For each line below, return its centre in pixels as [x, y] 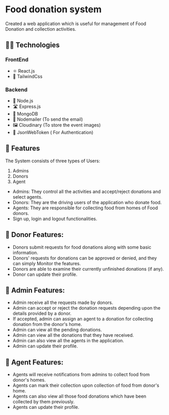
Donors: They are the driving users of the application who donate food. [87, 202]
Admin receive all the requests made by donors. [63, 302]
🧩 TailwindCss [27, 76]
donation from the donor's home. [47, 324]
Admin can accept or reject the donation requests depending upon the [87, 308]
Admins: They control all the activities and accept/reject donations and [87, 191]
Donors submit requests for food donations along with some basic [82, 247]
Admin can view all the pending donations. [57, 330]
